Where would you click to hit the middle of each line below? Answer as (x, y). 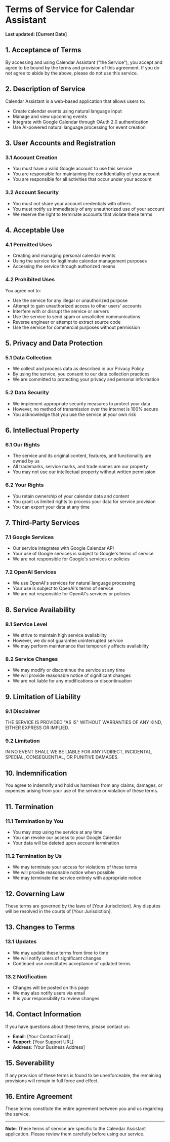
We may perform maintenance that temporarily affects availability (81, 646)
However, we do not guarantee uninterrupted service (68, 641)
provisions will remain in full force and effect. (52, 1081)
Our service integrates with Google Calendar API (63, 548)
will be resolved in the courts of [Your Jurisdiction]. (59, 911)
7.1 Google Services (30, 537)
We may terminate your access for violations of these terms (75, 867)
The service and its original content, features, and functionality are (82, 456)
